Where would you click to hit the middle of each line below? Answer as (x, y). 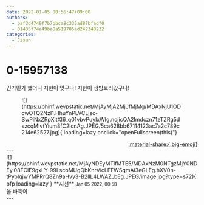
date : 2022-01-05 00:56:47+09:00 (49, 12)
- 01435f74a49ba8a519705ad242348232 (58, 29)
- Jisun (22, 40)
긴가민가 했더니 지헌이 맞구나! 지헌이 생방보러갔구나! (68, 88)
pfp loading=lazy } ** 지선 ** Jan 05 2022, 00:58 (62, 184)
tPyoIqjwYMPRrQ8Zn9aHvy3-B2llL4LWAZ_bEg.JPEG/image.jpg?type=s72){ (101, 176)
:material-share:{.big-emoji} (163, 144)
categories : (21, 35)
